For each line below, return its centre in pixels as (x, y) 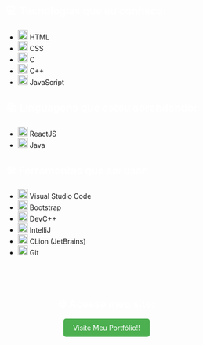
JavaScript (47, 82)
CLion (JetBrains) (58, 241)
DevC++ (43, 219)
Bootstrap (45, 207)
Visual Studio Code (60, 196)
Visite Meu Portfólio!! (107, 328)
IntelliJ (40, 230)
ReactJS (43, 134)
